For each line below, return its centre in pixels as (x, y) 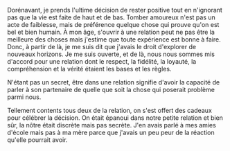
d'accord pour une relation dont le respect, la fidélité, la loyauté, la (102, 61)
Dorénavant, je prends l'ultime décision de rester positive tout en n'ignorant (115, 10)
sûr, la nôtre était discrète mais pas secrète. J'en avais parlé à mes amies (112, 125)
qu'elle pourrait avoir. (37, 140)
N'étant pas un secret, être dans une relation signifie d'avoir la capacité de (114, 82)
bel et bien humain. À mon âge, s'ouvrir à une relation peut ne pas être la (111, 32)
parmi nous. (24, 97)
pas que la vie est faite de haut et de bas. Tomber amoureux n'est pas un (112, 17)
